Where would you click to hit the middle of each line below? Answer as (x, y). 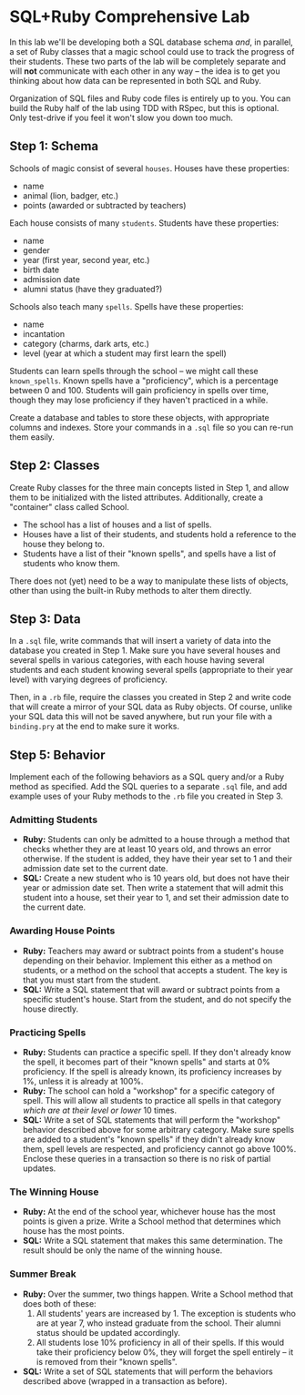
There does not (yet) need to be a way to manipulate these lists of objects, (149, 581)
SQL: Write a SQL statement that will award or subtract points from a (151, 989)
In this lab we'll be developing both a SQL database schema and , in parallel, (151, 42)
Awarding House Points (62, 931)
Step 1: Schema (54, 146)
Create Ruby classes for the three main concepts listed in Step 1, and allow (149, 487)
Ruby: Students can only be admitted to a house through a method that (156, 840)
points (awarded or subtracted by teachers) (104, 205)
